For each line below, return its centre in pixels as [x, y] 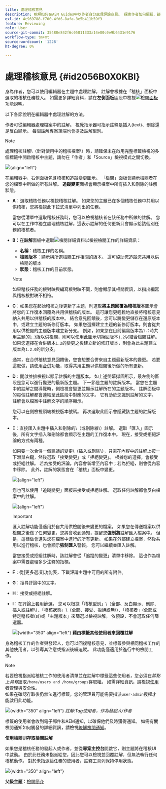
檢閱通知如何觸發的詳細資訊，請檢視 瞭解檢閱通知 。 [57, 727]
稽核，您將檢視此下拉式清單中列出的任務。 [60, 207]
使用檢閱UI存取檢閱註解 [29, 738]
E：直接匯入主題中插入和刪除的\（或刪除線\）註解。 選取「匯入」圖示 [83, 428]
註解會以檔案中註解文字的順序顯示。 [49, 401]
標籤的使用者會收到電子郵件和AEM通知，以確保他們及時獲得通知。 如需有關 [82, 721]
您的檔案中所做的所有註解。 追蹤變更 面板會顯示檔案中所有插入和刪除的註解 [81, 184]
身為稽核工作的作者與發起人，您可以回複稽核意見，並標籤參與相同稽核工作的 [83, 643]
